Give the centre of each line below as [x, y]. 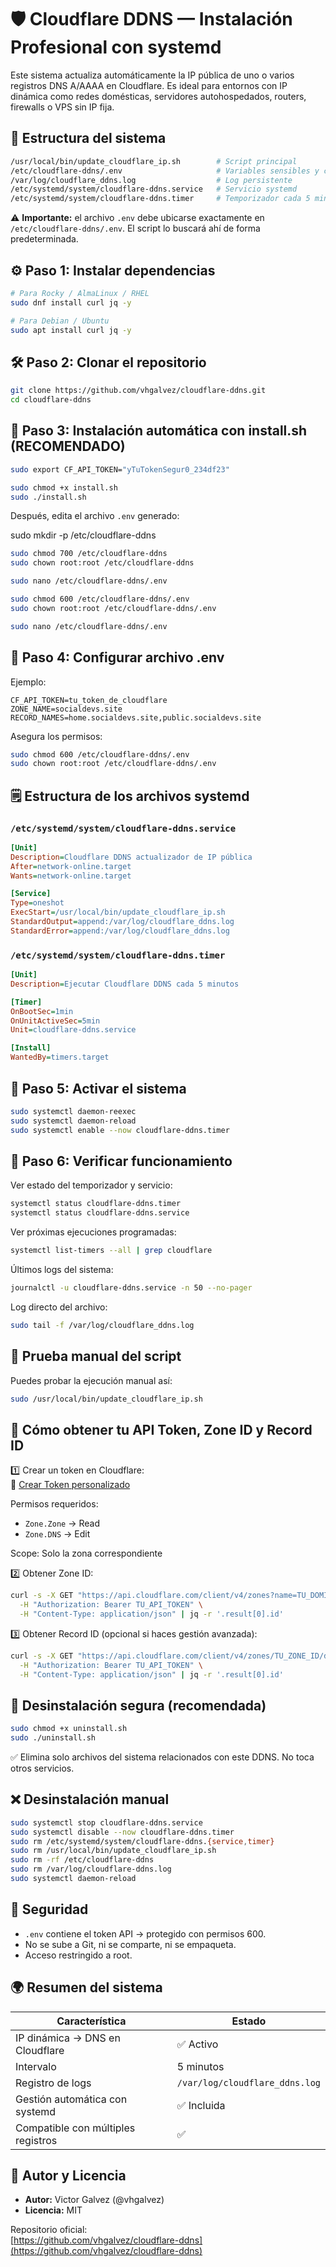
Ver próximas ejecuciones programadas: [93, 1232]
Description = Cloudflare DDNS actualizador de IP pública [131, 857]
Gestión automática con [71, 2099]
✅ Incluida [201, 2105]
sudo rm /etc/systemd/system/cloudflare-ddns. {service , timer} [142, 1841]
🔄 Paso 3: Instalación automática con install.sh [159, 431]
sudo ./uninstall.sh [53, 1738]
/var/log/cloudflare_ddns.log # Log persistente [151, 180]
